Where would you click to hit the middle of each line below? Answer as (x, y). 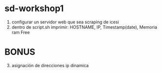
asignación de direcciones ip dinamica (50, 65)
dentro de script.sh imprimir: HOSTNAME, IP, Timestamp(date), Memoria (84, 27)
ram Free (21, 32)
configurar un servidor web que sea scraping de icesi (65, 22)
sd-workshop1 (34, 9)
